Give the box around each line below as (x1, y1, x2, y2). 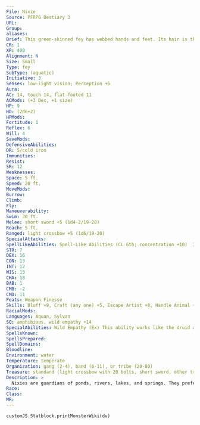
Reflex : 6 (6, 125, 31, 131)
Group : (6, 25, 23, 32)
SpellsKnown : (6, 330, 39, 336)
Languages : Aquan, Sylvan (6, 314, 70, 319)
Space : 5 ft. (6, 175, 39, 181)
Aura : (6, 86, 20, 92)
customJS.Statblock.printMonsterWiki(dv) (6, 412, 111, 419)
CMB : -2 (6, 286, 26, 292)
